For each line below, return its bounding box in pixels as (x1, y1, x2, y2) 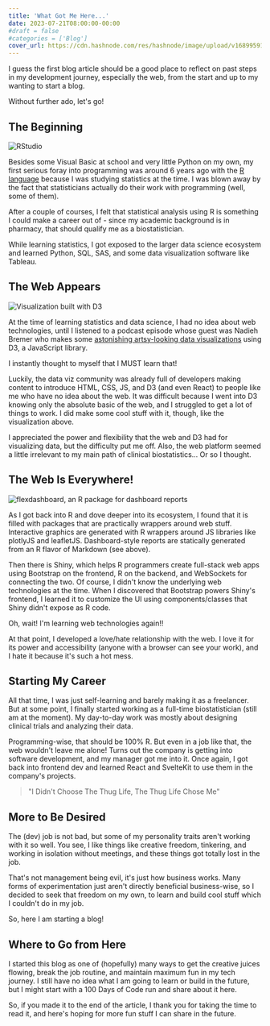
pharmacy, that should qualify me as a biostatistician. (8, 223, 185, 234)
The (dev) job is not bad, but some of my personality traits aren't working (8, 832, 251, 841)
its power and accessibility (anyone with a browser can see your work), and (8, 642, 259, 652)
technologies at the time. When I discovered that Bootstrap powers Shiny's (8, 585, 256, 595)
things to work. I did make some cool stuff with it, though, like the (8, 408, 225, 417)
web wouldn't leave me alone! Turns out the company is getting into (8, 746, 233, 755)
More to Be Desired (8, 810, 106, 824)
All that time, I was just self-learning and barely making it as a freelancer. (8, 696, 249, 705)
